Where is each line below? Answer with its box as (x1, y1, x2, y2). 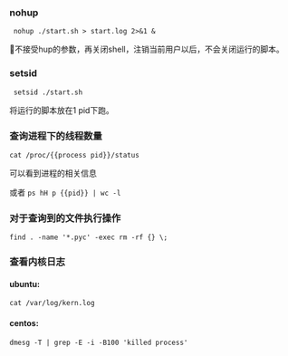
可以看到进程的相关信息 (9, 168, 97, 178)
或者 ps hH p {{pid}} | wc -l (9, 187, 121, 197)
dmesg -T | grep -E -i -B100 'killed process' (9, 338, 188, 347)
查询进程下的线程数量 (9, 130, 102, 142)
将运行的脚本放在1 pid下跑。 (9, 104, 115, 115)
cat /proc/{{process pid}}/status (9, 150, 140, 159)
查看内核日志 (9, 255, 66, 268)
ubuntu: (9, 278, 41, 289)
